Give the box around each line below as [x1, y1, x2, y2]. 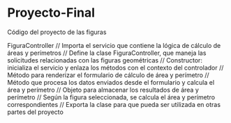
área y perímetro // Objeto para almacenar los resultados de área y [7, 85, 199, 94]
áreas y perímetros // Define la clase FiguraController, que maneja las [7, 49, 207, 57]
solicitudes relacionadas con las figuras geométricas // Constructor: [7, 56, 202, 64]
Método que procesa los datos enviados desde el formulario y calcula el [7, 78, 215, 86]
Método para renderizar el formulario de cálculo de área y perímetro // [7, 71, 209, 79]
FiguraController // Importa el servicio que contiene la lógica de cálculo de [7, 41, 221, 49]
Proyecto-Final [7, 5, 96, 21]
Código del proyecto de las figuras [7, 28, 107, 36]
